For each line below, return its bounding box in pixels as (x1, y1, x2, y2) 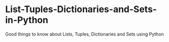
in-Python (5, 14, 48, 26)
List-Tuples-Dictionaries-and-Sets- (5, 4, 157, 15)
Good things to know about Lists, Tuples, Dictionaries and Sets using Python (5, 31, 164, 37)
